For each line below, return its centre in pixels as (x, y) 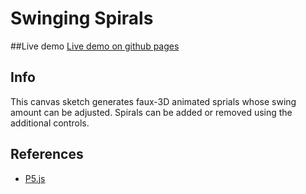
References (47, 154)
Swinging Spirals (82, 18)
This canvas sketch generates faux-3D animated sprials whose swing (153, 101)
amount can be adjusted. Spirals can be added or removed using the (151, 112)
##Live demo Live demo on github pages (95, 46)
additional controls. (50, 123)
